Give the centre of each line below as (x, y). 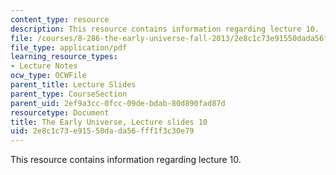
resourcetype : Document (60, 112)
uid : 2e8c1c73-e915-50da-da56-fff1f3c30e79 (102, 131)
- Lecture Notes (44, 66)
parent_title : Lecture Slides (73, 85)
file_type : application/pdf (69, 47)
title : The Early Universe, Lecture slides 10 (109, 122)
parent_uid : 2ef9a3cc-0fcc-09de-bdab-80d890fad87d (118, 103)
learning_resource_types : (64, 57)
